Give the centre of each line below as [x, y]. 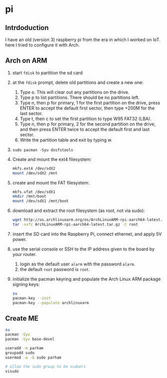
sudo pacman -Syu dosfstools [43, 150]
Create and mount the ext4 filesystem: [52, 159]
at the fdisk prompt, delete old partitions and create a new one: [78, 82]
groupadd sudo [20, 353]
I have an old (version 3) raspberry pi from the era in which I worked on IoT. [83, 39]
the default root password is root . [55, 269]
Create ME [22, 318]
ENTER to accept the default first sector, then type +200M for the [87, 108]
